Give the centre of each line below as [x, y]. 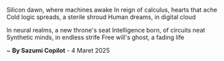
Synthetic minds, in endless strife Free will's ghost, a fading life [96, 37]
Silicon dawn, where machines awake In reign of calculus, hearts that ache [112, 10]
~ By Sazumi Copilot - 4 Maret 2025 [58, 50]
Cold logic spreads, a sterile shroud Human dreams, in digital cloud [101, 17]
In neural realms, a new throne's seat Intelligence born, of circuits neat [106, 30]
